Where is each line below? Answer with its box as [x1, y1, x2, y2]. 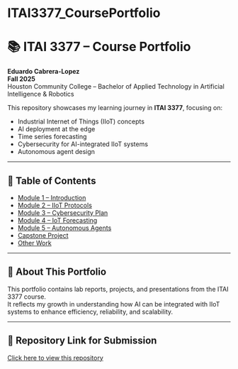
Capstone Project [17, 231, 69, 239]
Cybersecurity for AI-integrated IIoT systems [17, 140, 149, 148]
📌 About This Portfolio [7, 266, 107, 278]
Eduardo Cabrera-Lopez [7, 67, 80, 76]
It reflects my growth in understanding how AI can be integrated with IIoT [7, 299, 220, 308]
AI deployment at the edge [17, 125, 96, 133]
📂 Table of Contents [7, 175, 96, 187]
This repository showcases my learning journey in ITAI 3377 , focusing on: [7, 104, 223, 112]
